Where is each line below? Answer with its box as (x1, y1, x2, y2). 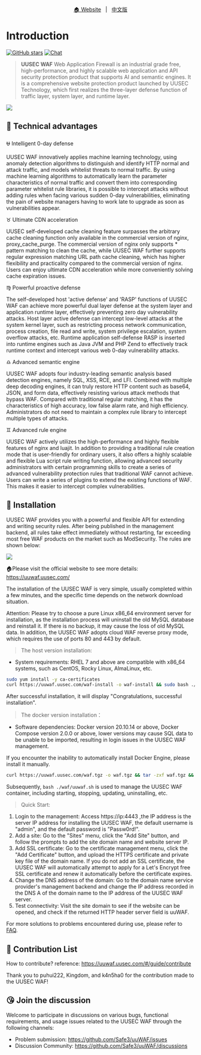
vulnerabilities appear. (6, 204, 61, 211)
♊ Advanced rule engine (6, 426, 67, 433)
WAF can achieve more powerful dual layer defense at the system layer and (6, 302, 193, 309)
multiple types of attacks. (6, 415, 69, 422)
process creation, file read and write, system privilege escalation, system (6, 327, 187, 335)
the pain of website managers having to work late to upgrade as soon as (6, 198, 184, 205)
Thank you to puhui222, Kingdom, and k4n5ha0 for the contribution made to (6, 971, 194, 979)
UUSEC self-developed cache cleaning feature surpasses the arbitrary (6, 228, 181, 235)
